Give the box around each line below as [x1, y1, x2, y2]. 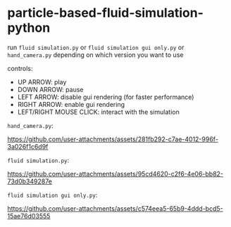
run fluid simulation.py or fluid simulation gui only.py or [7, 43, 185, 51]
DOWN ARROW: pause [17, 85, 84, 93]
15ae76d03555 [7, 212, 51, 220]
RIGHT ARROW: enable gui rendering [17, 100, 125, 108]
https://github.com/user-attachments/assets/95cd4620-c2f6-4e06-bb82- [7, 169, 224, 178]
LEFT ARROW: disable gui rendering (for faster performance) [17, 93, 194, 101]
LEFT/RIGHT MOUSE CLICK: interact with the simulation [17, 108, 180, 116]
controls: [7, 64, 33, 72]
